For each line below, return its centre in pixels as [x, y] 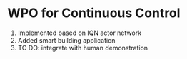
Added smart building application [66, 40]
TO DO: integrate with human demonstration [83, 48]
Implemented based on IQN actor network [79, 33]
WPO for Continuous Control [94, 13]
